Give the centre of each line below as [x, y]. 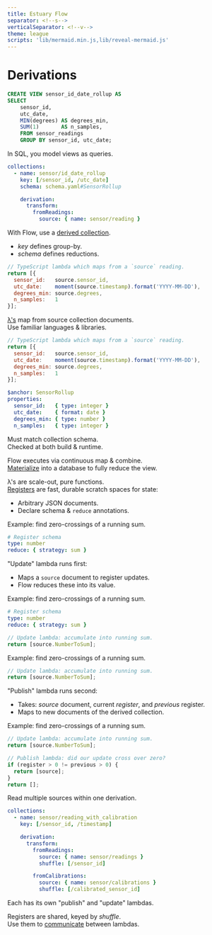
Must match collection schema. [53, 439]
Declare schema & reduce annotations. [73, 510]
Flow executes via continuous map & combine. [75, 460]
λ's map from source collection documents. [71, 320]
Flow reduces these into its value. [66, 585]
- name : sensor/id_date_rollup [60, 173]
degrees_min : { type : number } [60, 419]
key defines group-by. [50, 246]
